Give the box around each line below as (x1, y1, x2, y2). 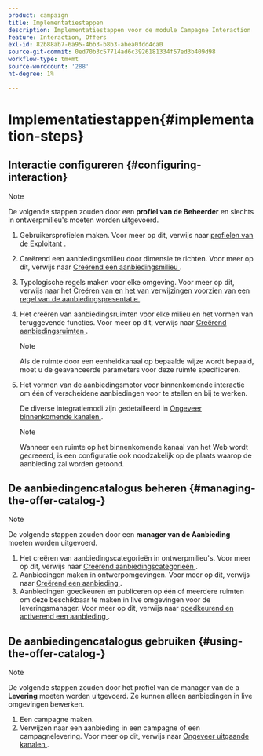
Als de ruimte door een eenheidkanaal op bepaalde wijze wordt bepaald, (19, 356, 254, 366)
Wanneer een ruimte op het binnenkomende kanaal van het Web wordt (19, 442, 249, 451)
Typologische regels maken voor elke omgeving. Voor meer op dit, (19, 277, 235, 287)
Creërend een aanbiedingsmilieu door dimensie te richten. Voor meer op (19, 254, 254, 263)
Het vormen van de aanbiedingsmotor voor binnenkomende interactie (19, 380, 245, 389)
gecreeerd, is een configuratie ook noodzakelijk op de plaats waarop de (19, 451, 253, 460)
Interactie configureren (8, 159, 124, 172)
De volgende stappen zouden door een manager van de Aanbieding (8, 530, 231, 539)
